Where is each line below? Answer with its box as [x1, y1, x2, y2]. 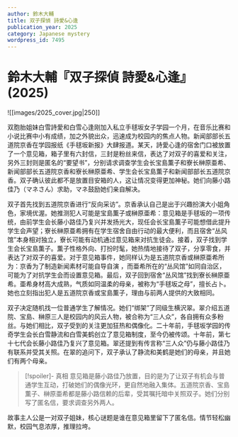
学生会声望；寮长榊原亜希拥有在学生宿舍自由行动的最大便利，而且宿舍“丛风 [7, 227, 228, 235]
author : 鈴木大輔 [7, 10, 55, 18]
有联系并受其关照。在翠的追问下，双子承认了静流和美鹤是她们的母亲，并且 [7, 348, 225, 356]
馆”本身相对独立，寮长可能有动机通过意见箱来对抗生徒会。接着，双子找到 [7, 235, 222, 244]
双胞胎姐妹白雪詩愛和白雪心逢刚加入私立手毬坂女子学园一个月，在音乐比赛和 [7, 123, 231, 132]
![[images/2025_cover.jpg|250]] [7, 108, 101, 117]
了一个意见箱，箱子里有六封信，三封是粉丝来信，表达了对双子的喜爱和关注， [7, 149, 231, 158]
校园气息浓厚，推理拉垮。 [19, 422, 94, 431]
